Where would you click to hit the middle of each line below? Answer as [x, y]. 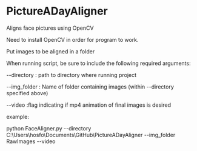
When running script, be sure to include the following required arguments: [98, 63]
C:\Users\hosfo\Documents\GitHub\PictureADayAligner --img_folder [91, 135]
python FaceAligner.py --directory [49, 128]
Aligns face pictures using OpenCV [50, 28]
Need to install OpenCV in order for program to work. [72, 39]
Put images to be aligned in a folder [51, 51]
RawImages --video [31, 141]
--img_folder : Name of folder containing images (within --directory [90, 87]
